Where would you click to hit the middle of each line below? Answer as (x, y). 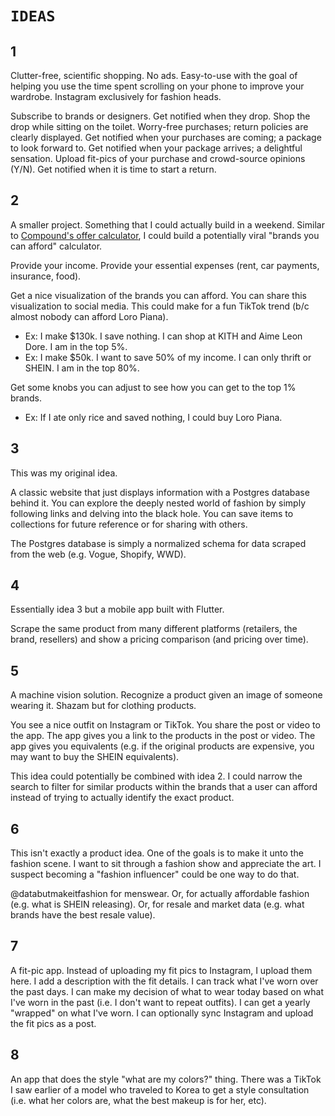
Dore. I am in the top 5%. (76, 346)
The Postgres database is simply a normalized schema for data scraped (158, 543)
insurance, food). (46, 276)
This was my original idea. (64, 473)
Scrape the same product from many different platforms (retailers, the (154, 629)
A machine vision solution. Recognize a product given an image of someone (166, 695)
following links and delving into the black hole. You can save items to (152, 513)
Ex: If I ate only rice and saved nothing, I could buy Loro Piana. (153, 417)
